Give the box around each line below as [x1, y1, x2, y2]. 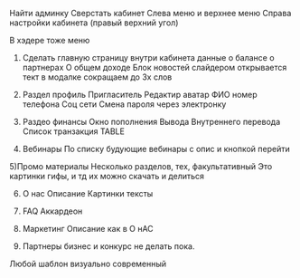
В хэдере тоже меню [9, 35, 90, 45]
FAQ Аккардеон [22, 206, 83, 216]
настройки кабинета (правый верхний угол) [9, 17, 179, 28]
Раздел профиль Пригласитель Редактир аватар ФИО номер [22, 90, 258, 100]
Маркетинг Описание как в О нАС [22, 224, 154, 234]
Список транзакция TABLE [22, 126, 125, 137]
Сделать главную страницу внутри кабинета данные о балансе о [22, 53, 275, 62]
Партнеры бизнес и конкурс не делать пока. [22, 241, 195, 252]
